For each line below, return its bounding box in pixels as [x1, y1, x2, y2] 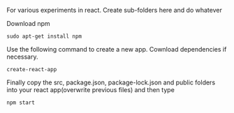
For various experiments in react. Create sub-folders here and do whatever [6, 6, 223, 14]
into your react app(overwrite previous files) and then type [6, 86, 175, 93]
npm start [6, 99, 36, 106]
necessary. [6, 52, 39, 61]
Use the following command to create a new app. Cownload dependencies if [6, 45, 227, 53]
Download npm [6, 20, 50, 27]
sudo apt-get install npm [6, 33, 82, 40]
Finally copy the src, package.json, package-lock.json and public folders [6, 78, 216, 86]
